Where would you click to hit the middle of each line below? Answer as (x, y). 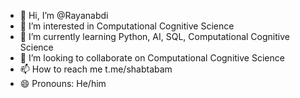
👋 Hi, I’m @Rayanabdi (64, 15)
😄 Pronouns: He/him (63, 83)
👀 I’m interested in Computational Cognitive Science (127, 26)
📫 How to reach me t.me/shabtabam (96, 69)
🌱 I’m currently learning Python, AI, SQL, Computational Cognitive (154, 36)
